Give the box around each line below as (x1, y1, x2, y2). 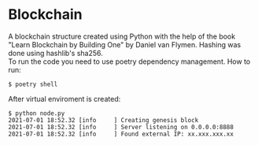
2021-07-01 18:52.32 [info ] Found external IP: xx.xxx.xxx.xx (8, 130, 234, 138)
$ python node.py (8, 109, 65, 117)
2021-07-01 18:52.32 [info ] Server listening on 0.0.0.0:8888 (8, 123, 234, 131)
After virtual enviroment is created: (8, 94, 121, 103)
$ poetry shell (8, 80, 58, 88)
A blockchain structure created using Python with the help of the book (8, 32, 236, 41)
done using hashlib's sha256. (8, 48, 104, 58)
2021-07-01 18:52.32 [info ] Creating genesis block (8, 116, 199, 124)
